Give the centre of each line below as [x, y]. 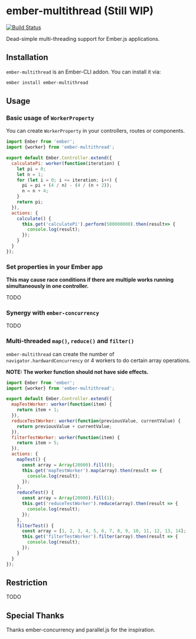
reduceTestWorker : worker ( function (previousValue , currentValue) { [96, 421]
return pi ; [30, 202]
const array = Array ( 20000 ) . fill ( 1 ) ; [68, 498]
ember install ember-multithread [47, 82]
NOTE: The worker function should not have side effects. [77, 372]
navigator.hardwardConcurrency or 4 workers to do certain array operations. [98, 360]
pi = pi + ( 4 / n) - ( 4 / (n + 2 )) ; [67, 186]
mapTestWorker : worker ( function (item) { [62, 404]
